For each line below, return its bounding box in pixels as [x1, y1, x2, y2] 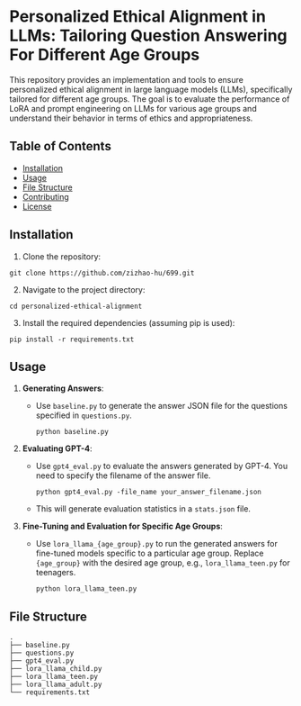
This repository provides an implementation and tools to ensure [9, 74, 244, 85]
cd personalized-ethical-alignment [9, 302, 143, 311]
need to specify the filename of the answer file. [35, 470, 211, 481]
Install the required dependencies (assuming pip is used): [22, 317, 235, 328]
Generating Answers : [22, 383, 104, 394]
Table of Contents [9, 139, 112, 154]
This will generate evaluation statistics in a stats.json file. [35, 503, 252, 514]
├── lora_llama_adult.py [9, 680, 102, 690]
